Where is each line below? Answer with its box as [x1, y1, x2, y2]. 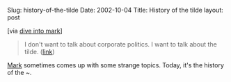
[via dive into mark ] [7, 27, 63, 35]
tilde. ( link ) [24, 48, 55, 56]
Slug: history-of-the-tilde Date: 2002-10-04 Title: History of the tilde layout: [7, 6, 224, 14]
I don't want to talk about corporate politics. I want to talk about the [24, 40, 217, 48]
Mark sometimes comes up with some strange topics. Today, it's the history [7, 61, 224, 69]
